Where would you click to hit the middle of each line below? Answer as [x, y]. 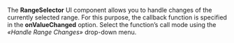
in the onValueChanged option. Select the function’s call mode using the [112, 25]
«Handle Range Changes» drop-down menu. [72, 32]
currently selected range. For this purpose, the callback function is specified [117, 17]
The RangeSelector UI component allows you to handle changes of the [110, 10]
